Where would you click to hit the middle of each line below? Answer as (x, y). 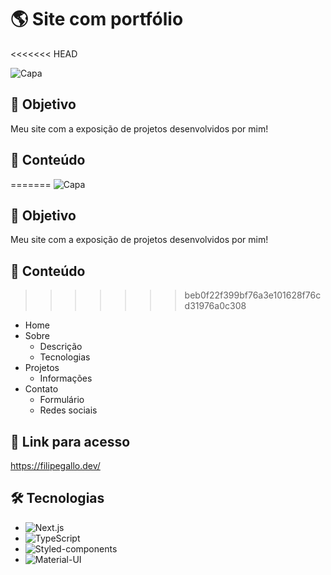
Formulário (62, 400)
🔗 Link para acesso (70, 441)
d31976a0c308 (215, 306)
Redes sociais (68, 410)
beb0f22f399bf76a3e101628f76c (253, 295)
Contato (41, 389)
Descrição (61, 347)
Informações (66, 378)
